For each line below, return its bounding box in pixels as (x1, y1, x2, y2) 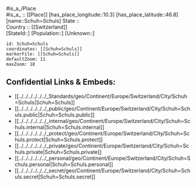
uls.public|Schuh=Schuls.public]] (14, 111, 95, 118)
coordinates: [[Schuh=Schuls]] (6, 46, 82, 52)
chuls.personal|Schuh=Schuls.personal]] (14, 160, 114, 168)
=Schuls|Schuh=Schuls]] (14, 99, 75, 106)
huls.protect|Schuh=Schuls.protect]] (14, 136, 103, 143)
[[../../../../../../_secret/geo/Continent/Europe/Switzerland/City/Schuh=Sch (14, 167, 191, 174)
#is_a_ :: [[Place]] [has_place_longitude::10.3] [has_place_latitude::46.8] (6, 11, 178, 18)
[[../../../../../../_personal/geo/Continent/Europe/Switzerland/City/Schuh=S (14, 155, 191, 162)
